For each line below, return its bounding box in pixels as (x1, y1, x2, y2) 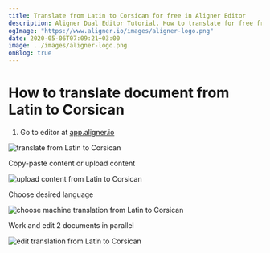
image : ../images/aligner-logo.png (8, 42, 128, 50)
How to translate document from (8, 84, 230, 102)
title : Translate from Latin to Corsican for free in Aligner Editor (8, 11, 247, 20)
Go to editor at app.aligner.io (19, 127, 115, 137)
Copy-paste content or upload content (8, 158, 136, 168)
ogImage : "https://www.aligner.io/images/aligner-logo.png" (8, 27, 215, 35)
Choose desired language (8, 190, 94, 199)
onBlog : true (8, 49, 52, 57)
